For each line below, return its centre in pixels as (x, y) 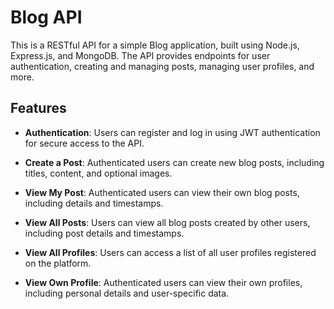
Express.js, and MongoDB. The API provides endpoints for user (140, 55)
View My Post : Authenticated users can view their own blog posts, (162, 192)
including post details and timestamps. (104, 233)
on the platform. (58, 263)
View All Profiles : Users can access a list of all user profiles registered (170, 252)
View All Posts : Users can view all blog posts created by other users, (167, 222)
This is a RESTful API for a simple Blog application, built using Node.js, (155, 45)
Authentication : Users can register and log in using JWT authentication (172, 132)
